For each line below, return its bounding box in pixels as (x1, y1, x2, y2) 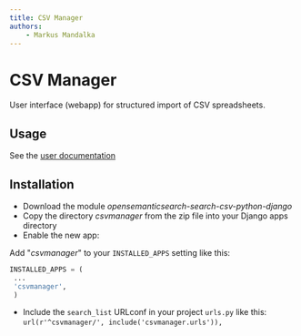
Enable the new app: (22, 229, 100, 240)
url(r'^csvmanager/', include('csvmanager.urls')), (22, 318, 223, 328)
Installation (9, 177, 75, 192)
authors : (9, 22, 43, 31)
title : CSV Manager (9, 13, 84, 23)
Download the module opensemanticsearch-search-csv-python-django (22, 200, 293, 211)
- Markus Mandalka (25, 30, 95, 39)
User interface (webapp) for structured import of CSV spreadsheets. (9, 99, 266, 110)
